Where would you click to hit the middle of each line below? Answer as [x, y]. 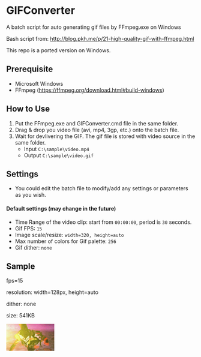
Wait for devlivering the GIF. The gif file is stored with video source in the [105, 136]
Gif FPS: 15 [28, 228]
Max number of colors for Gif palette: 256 [66, 241]
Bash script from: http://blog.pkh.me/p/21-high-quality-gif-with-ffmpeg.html [100, 38]
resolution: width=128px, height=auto [52, 292]
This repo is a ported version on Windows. [58, 50]
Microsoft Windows [39, 83]
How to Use [28, 109]
